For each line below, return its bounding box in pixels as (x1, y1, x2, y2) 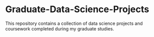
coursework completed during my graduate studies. (5, 25, 114, 31)
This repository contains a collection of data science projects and (5, 20, 143, 26)
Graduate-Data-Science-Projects (5, 4, 149, 15)
